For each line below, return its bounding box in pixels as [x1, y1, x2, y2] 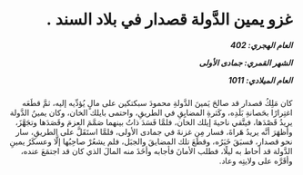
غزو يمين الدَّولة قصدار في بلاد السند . [45, 9, 293, 30]
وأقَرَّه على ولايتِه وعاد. [218, 155, 293, 167]
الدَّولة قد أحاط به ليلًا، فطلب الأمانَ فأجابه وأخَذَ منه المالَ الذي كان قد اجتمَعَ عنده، [20, 146, 293, 157]
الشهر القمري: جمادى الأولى [198, 57, 293, 68]
